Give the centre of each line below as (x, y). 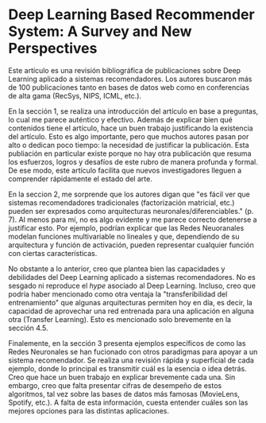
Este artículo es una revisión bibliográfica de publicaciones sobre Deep (124, 70)
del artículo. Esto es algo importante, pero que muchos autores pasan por (129, 136)
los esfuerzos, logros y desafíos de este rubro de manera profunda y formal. (133, 161)
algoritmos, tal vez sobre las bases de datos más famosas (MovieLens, (124, 394)
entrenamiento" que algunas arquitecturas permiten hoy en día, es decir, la (130, 302)
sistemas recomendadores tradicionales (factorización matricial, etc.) (121, 202)
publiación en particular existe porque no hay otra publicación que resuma (130, 153)
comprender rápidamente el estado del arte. (80, 179)
